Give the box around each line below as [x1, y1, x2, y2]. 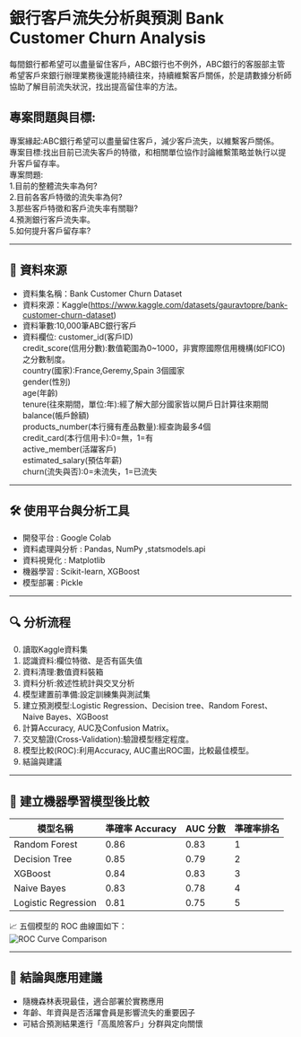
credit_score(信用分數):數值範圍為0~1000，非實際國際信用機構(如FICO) [21, 342, 286, 353]
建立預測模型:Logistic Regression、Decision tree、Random [21, 700, 240, 711]
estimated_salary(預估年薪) [21, 454, 123, 465]
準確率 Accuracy [105, 822, 177, 835]
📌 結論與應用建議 [9, 971, 103, 986]
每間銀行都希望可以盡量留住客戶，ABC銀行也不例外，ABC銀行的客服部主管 [9, 58, 286, 69]
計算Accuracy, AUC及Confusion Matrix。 [21, 723, 175, 734]
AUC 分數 [185, 822, 226, 835]
